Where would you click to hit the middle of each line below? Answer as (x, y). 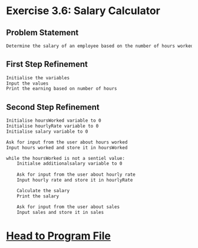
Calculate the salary (43, 190)
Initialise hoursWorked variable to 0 (54, 121)
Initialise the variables (38, 78)
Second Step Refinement (53, 107)
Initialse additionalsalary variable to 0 (70, 164)
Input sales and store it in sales (60, 212)
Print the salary (38, 196)
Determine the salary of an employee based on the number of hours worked (100, 46)
